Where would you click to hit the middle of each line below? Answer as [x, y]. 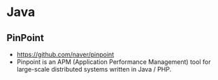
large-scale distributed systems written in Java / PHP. [94, 69]
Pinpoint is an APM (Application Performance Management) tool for [114, 62]
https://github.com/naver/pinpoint [65, 54]
